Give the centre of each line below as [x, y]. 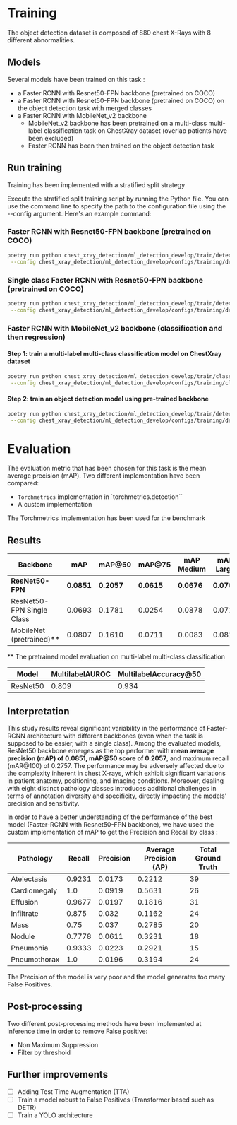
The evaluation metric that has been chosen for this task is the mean [107, 469]
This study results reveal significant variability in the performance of [107, 729]
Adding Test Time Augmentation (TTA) [73, 1091]
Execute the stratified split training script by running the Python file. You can [118, 199]
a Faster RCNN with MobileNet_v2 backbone [82, 115]
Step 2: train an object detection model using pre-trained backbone [108, 399]
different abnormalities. [41, 40]
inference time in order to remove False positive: [78, 1031]
